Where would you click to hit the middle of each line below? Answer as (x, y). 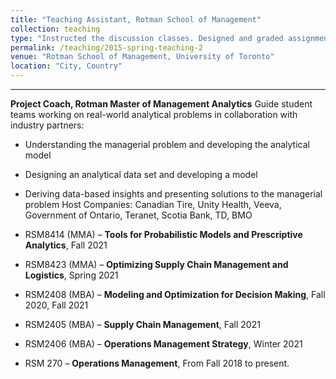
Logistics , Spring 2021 (71, 275)
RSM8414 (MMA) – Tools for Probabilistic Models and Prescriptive (163, 234)
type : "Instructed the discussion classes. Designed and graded (147, 38)
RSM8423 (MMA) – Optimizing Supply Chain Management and (156, 264)
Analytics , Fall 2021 (66, 245)
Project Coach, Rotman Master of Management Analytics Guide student (161, 104)
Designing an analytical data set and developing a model (141, 174)
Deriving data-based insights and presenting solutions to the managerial (173, 194)
